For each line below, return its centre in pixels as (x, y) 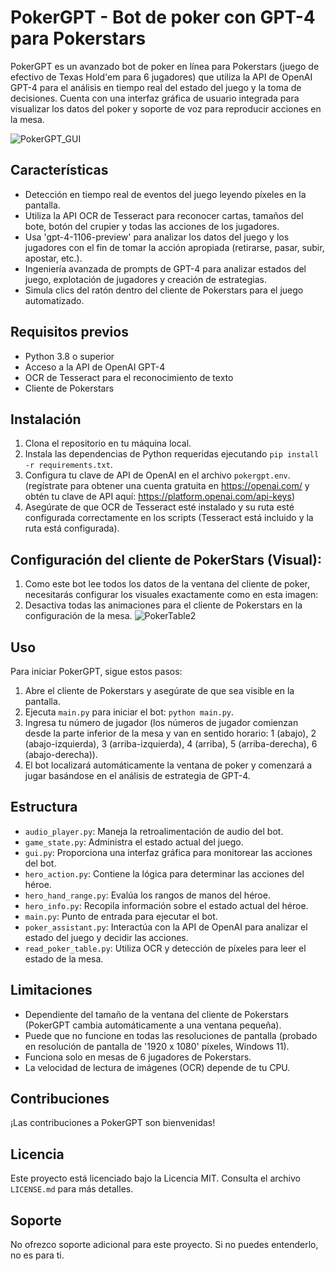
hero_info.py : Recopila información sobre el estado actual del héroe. (166, 905)
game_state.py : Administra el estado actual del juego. (134, 842)
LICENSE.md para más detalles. (72, 1189)
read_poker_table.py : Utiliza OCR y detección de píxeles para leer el (165, 948)
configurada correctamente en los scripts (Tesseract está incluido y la (169, 518)
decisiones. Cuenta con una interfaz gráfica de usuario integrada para (155, 98)
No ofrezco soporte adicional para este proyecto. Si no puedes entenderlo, (164, 1245)
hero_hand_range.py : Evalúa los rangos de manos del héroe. (147, 895)
